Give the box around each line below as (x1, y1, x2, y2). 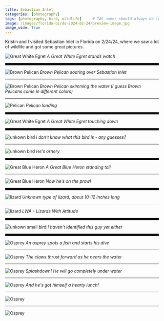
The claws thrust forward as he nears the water (25, 254, 122, 260)
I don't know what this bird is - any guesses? (36, 134, 126, 140)
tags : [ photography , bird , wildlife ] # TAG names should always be (5, 16, 154, 21)
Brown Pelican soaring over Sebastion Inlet (40, 69, 127, 75)
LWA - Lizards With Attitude (21, 208, 78, 214)
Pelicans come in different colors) (5, 88, 73, 94)
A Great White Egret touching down (46, 118, 118, 125)
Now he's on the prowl (45, 178, 91, 184)
